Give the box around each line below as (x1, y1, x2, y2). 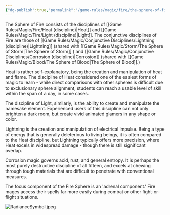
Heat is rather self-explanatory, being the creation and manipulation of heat (5, 69, 162, 75)
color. (5, 116, 17, 122)
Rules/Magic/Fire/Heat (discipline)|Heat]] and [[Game (5, 26, 117, 33)
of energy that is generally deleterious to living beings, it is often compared (5, 131, 162, 137)
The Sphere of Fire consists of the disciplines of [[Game (5, 21, 122, 27)
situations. (17, 194, 39, 200)
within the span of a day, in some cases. (5, 90, 89, 96)
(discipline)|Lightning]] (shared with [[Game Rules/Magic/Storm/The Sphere (5, 42, 163, 49)
